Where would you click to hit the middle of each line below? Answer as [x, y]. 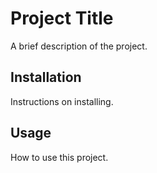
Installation [46, 77]
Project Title [62, 18]
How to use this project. [59, 157]
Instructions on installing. [62, 101]
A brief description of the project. [79, 46]
